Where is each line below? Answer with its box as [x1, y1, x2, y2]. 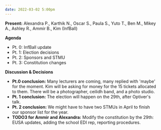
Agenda [5, 35, 21, 41]
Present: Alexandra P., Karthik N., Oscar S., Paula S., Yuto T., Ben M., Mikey [5, 20, 156, 26]
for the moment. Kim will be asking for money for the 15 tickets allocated [12, 83, 156, 89]
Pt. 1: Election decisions [12, 49, 59, 55]
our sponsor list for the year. [12, 109, 69, 115]
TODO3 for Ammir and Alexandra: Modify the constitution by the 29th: [12, 114, 154, 120]
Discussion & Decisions [5, 69, 53, 75]
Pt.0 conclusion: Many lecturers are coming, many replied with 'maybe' [12, 78, 156, 84]
